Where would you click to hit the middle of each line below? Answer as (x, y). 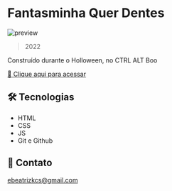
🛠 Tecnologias (41, 97)
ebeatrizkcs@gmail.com (43, 180)
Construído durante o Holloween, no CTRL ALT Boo (82, 60)
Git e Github (35, 141)
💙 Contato (30, 163)
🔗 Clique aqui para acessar (47, 74)
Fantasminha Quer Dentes (86, 13)
